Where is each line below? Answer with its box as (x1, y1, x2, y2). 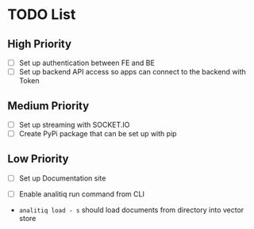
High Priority (7, 37, 72, 51)
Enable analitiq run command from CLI (18, 189, 144, 199)
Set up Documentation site (18, 173, 106, 183)
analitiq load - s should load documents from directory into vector (18, 205, 244, 215)
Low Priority (7, 152, 69, 166)
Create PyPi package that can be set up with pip (18, 129, 177, 138)
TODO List (7, 6, 76, 24)
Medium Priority (7, 99, 90, 113)
